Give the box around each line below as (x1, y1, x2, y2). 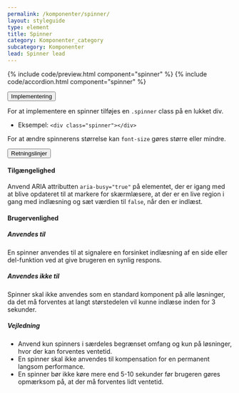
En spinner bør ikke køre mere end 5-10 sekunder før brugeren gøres (17, 369, 220, 378)
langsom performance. (17, 362, 86, 371)
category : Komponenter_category (7, 37, 103, 44)
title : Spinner (7, 30, 53, 38)
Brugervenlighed (7, 213, 59, 222)
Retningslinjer (11, 149, 48, 157)
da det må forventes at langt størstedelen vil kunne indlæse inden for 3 (7, 297, 216, 306)
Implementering (11, 92, 52, 100)
